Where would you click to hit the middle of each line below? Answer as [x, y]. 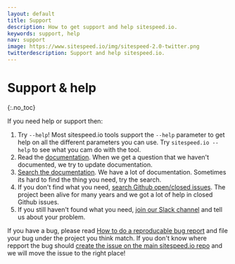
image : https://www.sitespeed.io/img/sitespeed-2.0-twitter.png [103, 46]
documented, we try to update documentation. [85, 164]
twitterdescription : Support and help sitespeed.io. [86, 54]
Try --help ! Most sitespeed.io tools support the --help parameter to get [121, 134]
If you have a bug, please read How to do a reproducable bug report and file [118, 230]
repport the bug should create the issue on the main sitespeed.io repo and [115, 245]
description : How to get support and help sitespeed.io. [93, 27]
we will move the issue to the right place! [66, 253]
